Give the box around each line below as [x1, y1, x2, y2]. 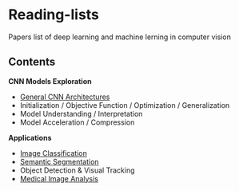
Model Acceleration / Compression [19, 117, 135, 127]
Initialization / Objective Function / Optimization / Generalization [19, 100, 230, 109]
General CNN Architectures [19, 92, 110, 101]
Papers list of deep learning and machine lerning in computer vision [8, 32, 232, 42]
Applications [8, 133, 52, 142]
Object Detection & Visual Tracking [19, 165, 135, 175]
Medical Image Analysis [19, 173, 98, 183]
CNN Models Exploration [8, 76, 92, 86]
